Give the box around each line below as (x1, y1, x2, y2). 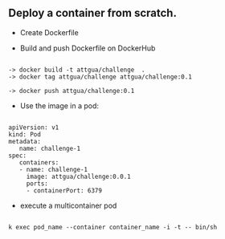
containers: (18, 158, 59, 167)
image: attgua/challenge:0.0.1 (26, 172, 131, 180)
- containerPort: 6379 (26, 186, 103, 195)
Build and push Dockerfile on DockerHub (19, 43, 156, 53)
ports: (26, 180, 48, 188)
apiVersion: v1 (8, 124, 59, 132)
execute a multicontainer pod (19, 201, 117, 210)
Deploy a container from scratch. (8, 6, 177, 20)
